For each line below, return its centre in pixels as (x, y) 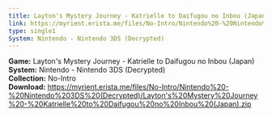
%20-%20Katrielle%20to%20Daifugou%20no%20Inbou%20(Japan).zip (130, 104)
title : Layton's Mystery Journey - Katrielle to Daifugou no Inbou (125, 16)
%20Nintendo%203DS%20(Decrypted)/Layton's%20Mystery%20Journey (133, 96)
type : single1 (32, 31)
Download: (27, 87)
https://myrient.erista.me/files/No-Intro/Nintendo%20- (138, 87)
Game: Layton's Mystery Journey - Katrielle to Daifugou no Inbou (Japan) (132, 61)
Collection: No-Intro (42, 78)
